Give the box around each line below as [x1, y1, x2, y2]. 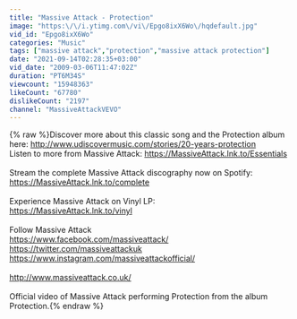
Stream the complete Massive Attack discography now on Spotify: [9, 168, 253, 178]
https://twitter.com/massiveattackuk [9, 244, 143, 254]
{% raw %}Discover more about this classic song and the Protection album [9, 129, 285, 140]
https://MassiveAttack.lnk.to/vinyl [9, 205, 132, 216]
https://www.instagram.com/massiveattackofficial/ [9, 253, 195, 264]
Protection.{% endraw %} [9, 301, 105, 312]
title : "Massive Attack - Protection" [9, 13, 154, 22]
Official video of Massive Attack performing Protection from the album [9, 291, 268, 302]
